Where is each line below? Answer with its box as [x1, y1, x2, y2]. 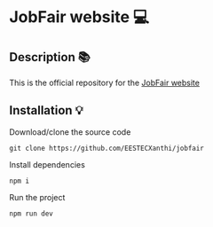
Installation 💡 [9, 103, 84, 118]
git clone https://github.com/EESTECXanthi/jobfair [9, 144, 204, 153]
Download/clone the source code [9, 126, 131, 137]
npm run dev [9, 209, 53, 218]
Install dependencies [9, 159, 86, 169]
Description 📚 [9, 50, 91, 65]
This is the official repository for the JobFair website [9, 77, 200, 88]
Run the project [9, 192, 66, 202]
